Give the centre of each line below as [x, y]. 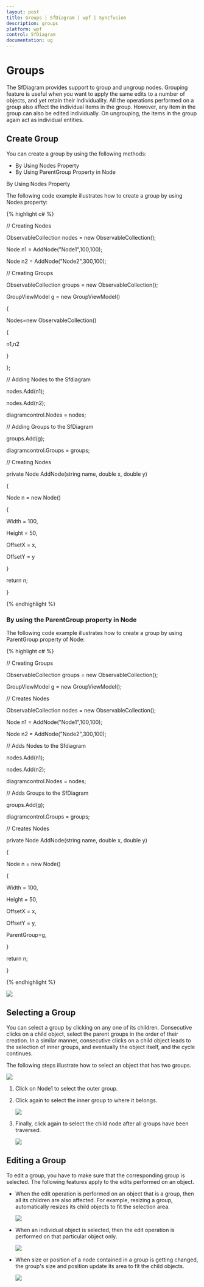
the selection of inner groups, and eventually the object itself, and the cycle [101, 1047]
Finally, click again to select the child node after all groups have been [102, 1124]
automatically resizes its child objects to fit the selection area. [93, 1206]
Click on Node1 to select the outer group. [66, 1088]
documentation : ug [30, 40]
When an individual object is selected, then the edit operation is [95, 1230]
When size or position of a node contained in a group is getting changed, [107, 1260]
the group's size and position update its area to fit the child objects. [100, 1266]
